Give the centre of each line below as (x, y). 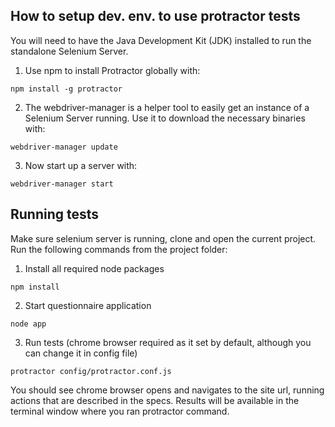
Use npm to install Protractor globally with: (112, 70)
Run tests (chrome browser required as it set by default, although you (168, 342)
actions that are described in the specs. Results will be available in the (155, 400)
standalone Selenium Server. (69, 51)
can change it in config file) (81, 353)
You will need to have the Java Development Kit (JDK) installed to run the (161, 40)
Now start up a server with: (81, 165)
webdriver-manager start (62, 184)
